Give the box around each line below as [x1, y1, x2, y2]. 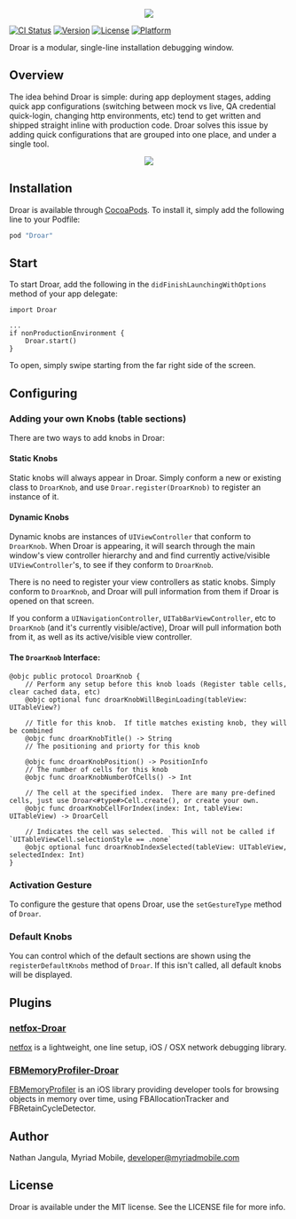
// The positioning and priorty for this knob [25, 742, 200, 751]
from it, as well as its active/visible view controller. [9, 632, 192, 642]
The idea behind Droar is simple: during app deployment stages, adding [9, 91, 271, 102]
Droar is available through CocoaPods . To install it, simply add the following [9, 204, 285, 215]
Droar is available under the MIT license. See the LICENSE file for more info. [9, 1201, 286, 1212]
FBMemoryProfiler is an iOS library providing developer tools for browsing [9, 1084, 279, 1095]
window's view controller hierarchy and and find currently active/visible [9, 550, 270, 561]
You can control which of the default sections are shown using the [9, 950, 251, 962]
